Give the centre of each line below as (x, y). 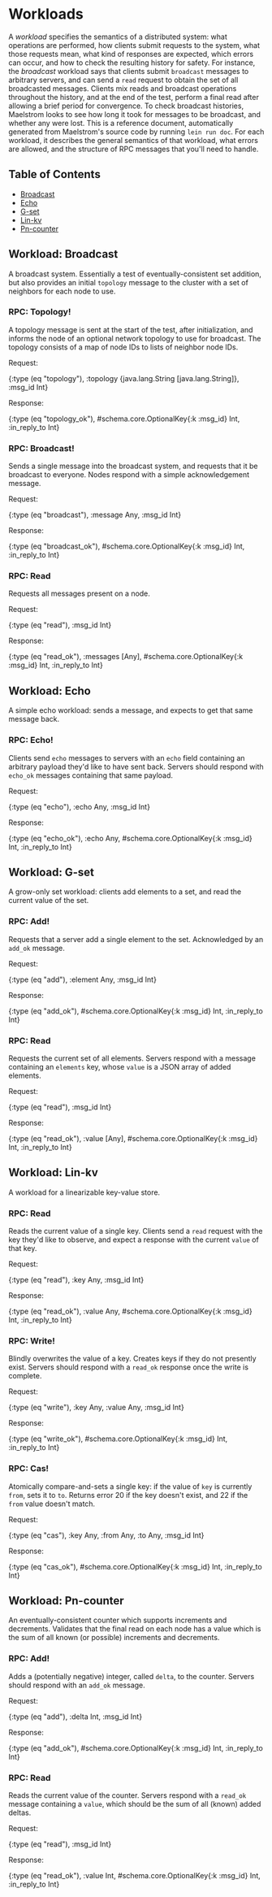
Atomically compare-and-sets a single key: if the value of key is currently (130, 1486)
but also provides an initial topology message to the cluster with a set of (129, 282)
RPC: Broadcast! (41, 448)
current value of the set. (49, 901)
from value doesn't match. (52, 1504)
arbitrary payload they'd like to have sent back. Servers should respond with (136, 766)
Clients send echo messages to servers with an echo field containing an (127, 757)
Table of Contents (55, 174)
